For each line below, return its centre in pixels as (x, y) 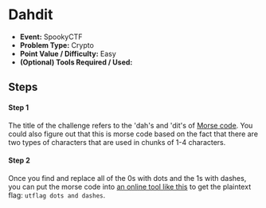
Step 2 (19, 160)
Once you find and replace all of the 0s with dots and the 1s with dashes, (127, 178)
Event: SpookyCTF (51, 37)
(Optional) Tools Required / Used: (76, 62)
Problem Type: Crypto (57, 45)
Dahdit (31, 15)
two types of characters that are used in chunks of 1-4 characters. (117, 142)
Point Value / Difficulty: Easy (68, 53)
